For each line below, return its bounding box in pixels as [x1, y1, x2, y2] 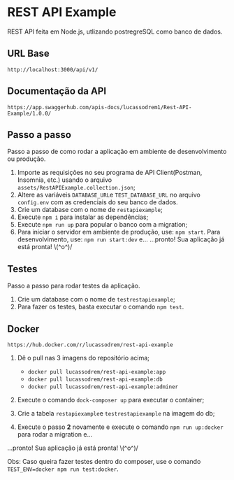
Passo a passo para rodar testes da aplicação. [7, 281, 141, 290]
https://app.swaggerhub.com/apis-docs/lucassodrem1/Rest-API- [7, 104, 192, 111]
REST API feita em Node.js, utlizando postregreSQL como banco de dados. [7, 27, 223, 36]
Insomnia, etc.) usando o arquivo [17, 176, 112, 184]
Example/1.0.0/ [7, 110, 52, 117]
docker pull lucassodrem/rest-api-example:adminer [27, 383, 179, 390]
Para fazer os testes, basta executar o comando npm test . [17, 302, 184, 311]
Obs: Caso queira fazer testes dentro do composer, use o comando [7, 458, 201, 465]
